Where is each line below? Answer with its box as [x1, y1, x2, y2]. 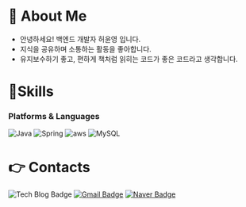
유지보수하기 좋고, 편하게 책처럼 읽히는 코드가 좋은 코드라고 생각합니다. [19, 54, 238, 63]
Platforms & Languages [8, 111, 100, 122]
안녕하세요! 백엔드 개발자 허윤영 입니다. [19, 34, 141, 44]
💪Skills [8, 82, 54, 101]
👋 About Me [8, 7, 87, 25]
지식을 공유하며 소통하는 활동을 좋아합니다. [19, 44, 152, 54]
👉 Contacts [8, 158, 90, 176]
